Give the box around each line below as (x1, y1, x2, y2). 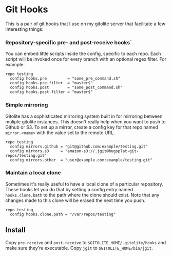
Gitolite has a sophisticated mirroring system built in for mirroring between (5, 113, 163, 119)
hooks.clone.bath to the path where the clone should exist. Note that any (5, 192, 160, 198)
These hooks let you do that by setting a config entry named (5, 186, 133, 192)
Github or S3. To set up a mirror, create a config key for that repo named (5, 124, 158, 130)
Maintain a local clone (5, 169, 61, 176)
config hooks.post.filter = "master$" (10, 89, 93, 95)
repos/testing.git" (5, 153, 47, 158)
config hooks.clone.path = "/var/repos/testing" (10, 212, 116, 217)
